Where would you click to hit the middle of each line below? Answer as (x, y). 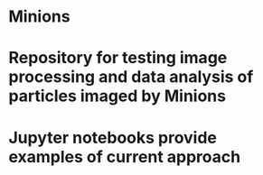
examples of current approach (125, 157)
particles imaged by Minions (117, 96)
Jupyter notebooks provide (113, 138)
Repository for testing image (118, 58)
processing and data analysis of (131, 77)
